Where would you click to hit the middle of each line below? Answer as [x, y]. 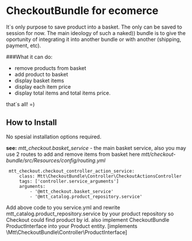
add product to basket [41, 74]
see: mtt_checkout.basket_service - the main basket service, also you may [96, 148]
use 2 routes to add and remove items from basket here [73, 154]
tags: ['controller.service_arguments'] [69, 181]
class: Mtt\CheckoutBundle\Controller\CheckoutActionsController [100, 176]
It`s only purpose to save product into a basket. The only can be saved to [94, 27]
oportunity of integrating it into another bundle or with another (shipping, [94, 39]
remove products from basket [50, 68]
